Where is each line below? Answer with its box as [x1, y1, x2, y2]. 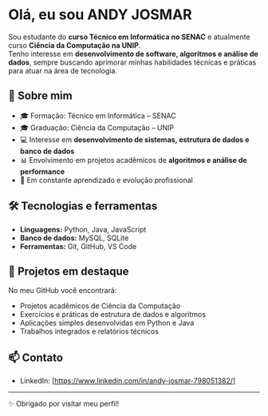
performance [19, 166, 65, 176]
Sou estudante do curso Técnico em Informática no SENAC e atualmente [8, 32, 250, 42]
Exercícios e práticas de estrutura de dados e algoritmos [19, 310, 206, 319]
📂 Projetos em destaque [8, 264, 129, 278]
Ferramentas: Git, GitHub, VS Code [19, 241, 137, 251]
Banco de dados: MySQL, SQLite [19, 233, 129, 243]
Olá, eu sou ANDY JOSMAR [8, 6, 193, 24]
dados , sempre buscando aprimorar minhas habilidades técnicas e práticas [8, 57, 257, 67]
